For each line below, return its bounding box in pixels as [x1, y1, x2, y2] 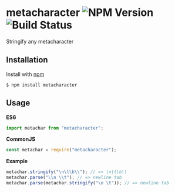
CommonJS [6, 135, 36, 143]
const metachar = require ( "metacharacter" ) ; [6, 147, 117, 153]
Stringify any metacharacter [6, 38, 74, 45]
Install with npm [6, 71, 45, 78]
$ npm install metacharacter [6, 82, 78, 88]
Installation [6, 55, 48, 65]
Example [6, 158, 28, 165]
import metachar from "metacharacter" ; [6, 125, 104, 131]
